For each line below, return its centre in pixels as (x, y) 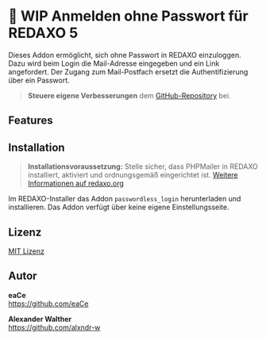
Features (31, 121)
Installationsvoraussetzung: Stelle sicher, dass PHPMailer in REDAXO (143, 166)
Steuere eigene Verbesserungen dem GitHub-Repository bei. (129, 95)
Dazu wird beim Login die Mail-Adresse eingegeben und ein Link (114, 63)
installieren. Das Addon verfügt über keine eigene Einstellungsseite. (119, 207)
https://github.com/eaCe (48, 304)
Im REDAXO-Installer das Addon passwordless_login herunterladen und (125, 199)
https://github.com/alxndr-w (54, 327)
